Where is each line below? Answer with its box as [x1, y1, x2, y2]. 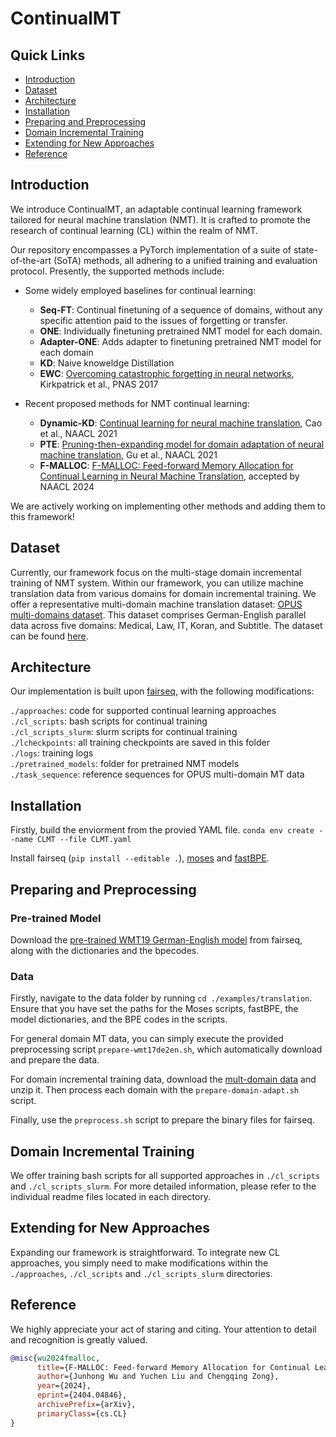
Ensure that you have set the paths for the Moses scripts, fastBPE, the [10, 1003, 299, 1015]
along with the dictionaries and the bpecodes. [10, 944, 200, 956]
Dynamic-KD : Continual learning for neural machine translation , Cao [39, 417, 323, 429]
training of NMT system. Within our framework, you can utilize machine [10, 577, 304, 589]
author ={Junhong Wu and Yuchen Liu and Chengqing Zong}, [36, 1372, 280, 1382]
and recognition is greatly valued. [10, 1333, 148, 1346]
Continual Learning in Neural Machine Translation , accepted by [39, 470, 300, 482]
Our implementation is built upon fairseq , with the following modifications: [10, 685, 315, 697]
